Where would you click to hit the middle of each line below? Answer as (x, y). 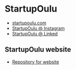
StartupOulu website (38, 49)
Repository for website (35, 62)
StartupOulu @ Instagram (38, 28)
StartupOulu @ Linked (35, 33)
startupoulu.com (29, 23)
